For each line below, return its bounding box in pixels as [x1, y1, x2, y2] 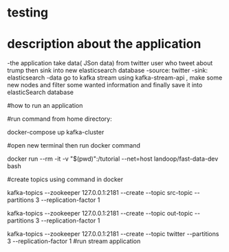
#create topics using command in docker [7, 175, 124, 183]
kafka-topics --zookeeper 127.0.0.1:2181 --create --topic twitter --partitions [7, 230, 219, 238]
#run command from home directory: [7, 115, 112, 123]
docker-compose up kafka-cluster [7, 128, 105, 137]
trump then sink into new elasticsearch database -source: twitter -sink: [7, 67, 208, 75]
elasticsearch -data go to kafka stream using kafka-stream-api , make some [7, 73, 223, 82]
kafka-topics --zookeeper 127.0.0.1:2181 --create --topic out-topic [7, 209, 193, 218]
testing [7, 5, 49, 21]
